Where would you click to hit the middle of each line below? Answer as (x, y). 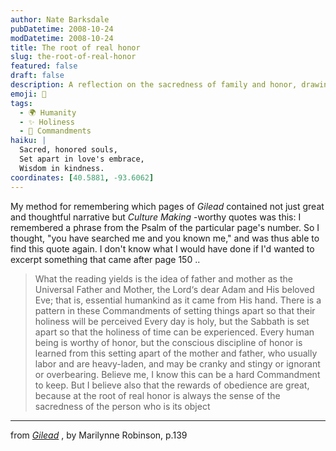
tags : (21, 103)
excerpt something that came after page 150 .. (105, 259)
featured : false (44, 66)
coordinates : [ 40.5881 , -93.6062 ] (82, 177)
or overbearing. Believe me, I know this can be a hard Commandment (177, 374)
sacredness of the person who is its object (122, 406)
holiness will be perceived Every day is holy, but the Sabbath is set (172, 321)
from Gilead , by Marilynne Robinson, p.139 (99, 435)
